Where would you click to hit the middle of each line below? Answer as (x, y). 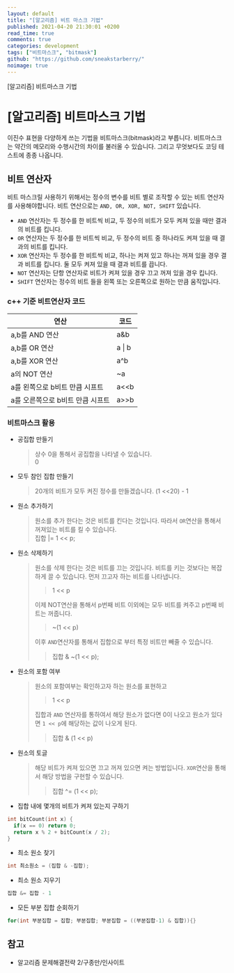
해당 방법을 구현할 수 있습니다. (83, 776)
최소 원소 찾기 (36, 853)
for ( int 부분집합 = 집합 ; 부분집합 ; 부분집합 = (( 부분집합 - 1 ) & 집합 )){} (102, 921)
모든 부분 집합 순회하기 (48, 907)
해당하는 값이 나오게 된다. (103, 723)
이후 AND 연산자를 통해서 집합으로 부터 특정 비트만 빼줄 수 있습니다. (124, 641)
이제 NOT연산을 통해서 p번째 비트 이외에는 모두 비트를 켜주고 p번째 (126, 604)
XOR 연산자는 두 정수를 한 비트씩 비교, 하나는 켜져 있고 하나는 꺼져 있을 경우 (118, 256)
